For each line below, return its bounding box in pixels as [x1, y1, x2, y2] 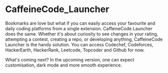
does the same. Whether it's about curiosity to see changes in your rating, [5, 31, 158, 37]
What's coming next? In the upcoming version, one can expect [5, 56, 134, 62]
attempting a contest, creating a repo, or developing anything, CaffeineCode [5, 36, 163, 42]
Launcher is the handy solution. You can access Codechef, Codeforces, [5, 41, 153, 47]
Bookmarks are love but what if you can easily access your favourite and [5, 20, 155, 26]
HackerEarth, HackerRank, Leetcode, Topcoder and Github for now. [5, 47, 145, 53]
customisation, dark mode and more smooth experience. [5, 62, 122, 68]
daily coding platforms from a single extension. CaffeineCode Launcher [5, 25, 153, 31]
